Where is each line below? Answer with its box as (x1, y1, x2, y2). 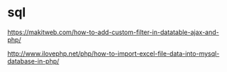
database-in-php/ (7, 56, 60, 65)
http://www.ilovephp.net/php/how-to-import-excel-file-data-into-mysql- (7, 49, 220, 58)
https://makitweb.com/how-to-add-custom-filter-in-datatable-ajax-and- (7, 28, 219, 36)
